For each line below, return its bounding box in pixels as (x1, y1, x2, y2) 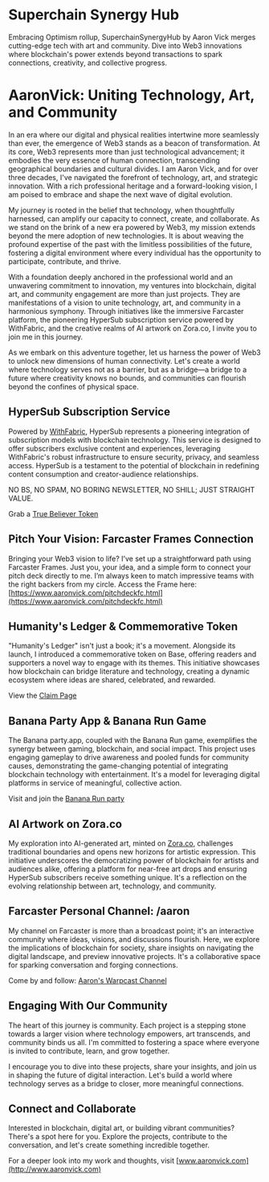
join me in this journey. (8, 332, 83, 341)
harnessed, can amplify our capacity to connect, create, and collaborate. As (8, 213, 260, 223)
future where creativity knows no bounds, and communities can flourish (8, 373, 247, 383)
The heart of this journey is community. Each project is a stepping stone (8, 1020, 247, 1030)
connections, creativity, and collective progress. (8, 58, 167, 68)
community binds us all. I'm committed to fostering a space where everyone (8, 1037, 260, 1047)
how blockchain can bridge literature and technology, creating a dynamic (8, 666, 251, 677)
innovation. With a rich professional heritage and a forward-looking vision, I (8, 181, 258, 191)
